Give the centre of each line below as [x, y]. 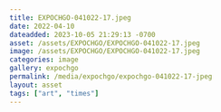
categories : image [44, 60]
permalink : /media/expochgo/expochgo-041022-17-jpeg [111, 77]
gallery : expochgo [44, 69]
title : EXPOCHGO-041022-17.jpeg [70, 18]
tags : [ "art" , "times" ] [54, 93]
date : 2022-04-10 [42, 26]
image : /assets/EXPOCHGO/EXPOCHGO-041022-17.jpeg [105, 51]
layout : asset [36, 85]
